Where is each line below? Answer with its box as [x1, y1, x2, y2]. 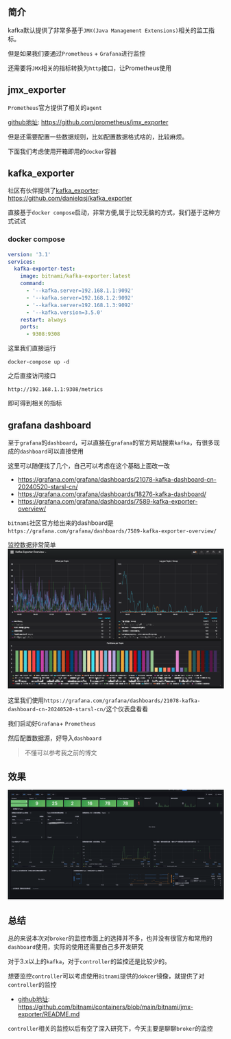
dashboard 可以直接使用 [20, 447, 84, 456]
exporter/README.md [17, 1009, 80, 1018]
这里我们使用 [8, 696, 44, 704]
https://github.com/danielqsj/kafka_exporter [8, 194, 132, 203]
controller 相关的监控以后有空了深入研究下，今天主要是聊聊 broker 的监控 [8, 1024, 213, 1032]
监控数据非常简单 [8, 541, 56, 549]
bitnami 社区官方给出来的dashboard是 [8, 519, 114, 527]
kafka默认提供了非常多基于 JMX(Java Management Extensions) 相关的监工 [8, 26, 209, 34]
